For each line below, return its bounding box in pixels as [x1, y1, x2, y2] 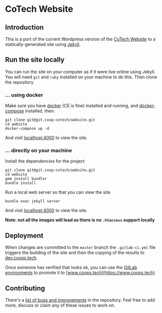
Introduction [5, 23, 44, 32]
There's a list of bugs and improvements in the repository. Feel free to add [5, 297, 155, 303]
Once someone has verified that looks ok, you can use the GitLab [5, 265, 137, 271]
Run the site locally [5, 56, 65, 64]
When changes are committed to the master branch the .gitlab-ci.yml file [5, 244, 156, 250]
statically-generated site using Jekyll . [5, 41, 81, 47]
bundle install [5, 181, 36, 186]
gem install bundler [5, 176, 48, 181]
